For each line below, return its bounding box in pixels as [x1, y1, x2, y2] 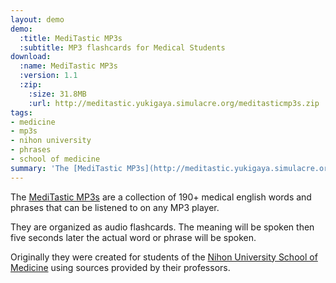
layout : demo [10, 14, 65, 25]
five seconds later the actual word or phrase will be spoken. [10, 231, 257, 243]
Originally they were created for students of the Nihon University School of [10, 251, 318, 263]
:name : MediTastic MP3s [19, 61, 118, 71]
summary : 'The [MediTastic [10, 163, 123, 173]
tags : [10, 107, 33, 118]
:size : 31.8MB [28, 89, 87, 99]
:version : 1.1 [19, 71, 78, 81]
